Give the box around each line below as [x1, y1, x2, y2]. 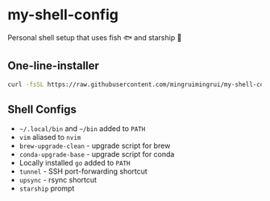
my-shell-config [7, 6, 118, 24]
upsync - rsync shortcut [19, 175, 98, 185]
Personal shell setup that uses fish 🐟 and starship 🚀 [7, 32, 182, 42]
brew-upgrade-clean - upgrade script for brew [19, 141, 171, 150]
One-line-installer [7, 59, 100, 73]
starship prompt [19, 183, 75, 194]
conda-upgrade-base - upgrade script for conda [19, 150, 175, 159]
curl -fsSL [7, 80, 44, 88]
